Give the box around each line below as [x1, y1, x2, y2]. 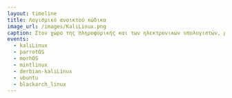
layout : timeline [7, 10, 57, 17]
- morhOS [13, 55, 39, 62]
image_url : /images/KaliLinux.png [7, 23, 107, 30]
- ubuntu [13, 74, 39, 81]
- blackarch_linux [13, 81, 67, 88]
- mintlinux [13, 61, 48, 68]
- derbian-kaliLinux [13, 68, 72, 75]
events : [7, 36, 30, 43]
